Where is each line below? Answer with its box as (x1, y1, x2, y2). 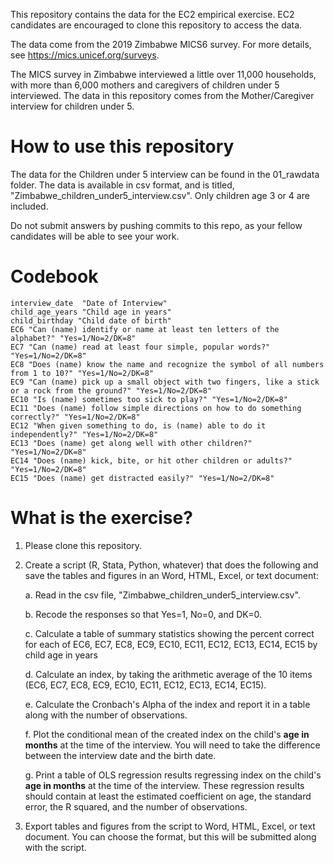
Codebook (10, 265, 99, 288)
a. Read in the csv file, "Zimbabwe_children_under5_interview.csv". (24, 589, 301, 601)
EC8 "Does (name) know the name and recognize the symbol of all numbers (10, 359, 325, 369)
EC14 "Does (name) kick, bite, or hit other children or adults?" (10, 455, 293, 466)
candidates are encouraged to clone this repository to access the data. (10, 19, 303, 31)
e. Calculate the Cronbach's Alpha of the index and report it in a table (24, 698, 311, 710)
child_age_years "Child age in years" (10, 307, 172, 317)
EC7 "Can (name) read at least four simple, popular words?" (10, 342, 271, 352)
